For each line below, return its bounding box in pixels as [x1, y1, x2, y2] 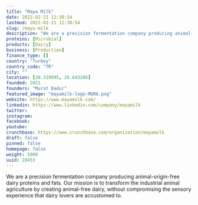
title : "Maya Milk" [6, 8, 54, 15]
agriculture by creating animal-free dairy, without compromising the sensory [6, 186, 192, 193]
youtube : [6, 124, 28, 130]
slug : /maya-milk [6, 25, 49, 31]
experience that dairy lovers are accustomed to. [6, 192, 123, 199]
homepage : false [6, 146, 46, 152]
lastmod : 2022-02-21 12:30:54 [6, 19, 81, 25]
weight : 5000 [6, 151, 38, 157]
